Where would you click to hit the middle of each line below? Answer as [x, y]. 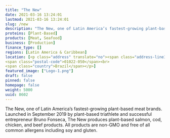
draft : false [19, 76]
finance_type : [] [24, 48]
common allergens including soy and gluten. [51, 130]
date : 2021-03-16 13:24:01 [34, 15]
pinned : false [20, 80]
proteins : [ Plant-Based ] [31, 33]
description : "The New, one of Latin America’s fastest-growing [74, 29]
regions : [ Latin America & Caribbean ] [46, 52]
